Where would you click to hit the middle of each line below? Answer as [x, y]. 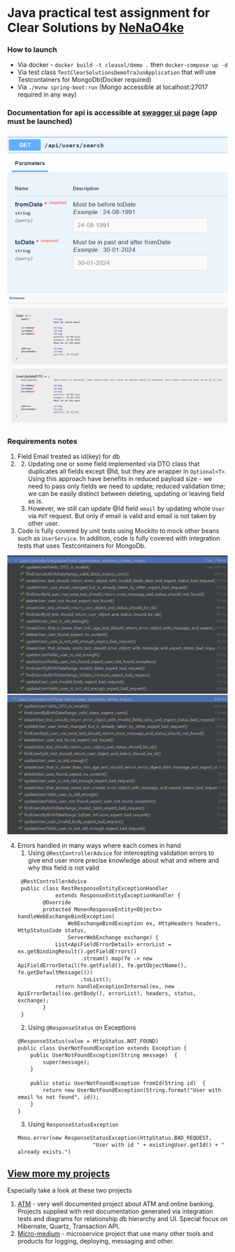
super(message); [66, 1062]
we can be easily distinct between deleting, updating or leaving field [126, 493]
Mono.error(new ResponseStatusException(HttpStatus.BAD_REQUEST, [114, 1138]
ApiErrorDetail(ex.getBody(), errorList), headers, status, [107, 994]
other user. [43, 523]
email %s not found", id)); [58, 1097]
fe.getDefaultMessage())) [55, 973]
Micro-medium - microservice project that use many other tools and [115, 1234]
